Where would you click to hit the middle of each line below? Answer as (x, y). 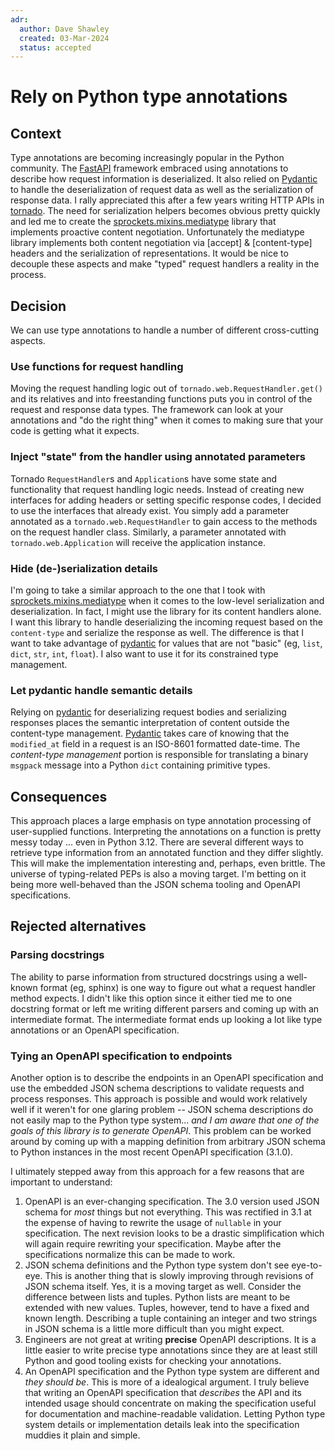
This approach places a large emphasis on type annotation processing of (161, 821)
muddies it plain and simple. (82, 1435)
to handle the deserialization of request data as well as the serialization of (162, 190)
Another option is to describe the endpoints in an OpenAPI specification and (167, 1078)
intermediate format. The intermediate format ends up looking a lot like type (166, 1019)
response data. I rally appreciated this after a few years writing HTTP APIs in (167, 200)
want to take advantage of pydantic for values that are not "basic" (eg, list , (166, 643)
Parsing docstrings (57, 955)
